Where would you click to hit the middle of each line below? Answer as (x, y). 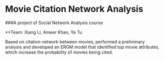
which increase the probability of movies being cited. (59, 52)
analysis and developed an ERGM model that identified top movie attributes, (82, 47)
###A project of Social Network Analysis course (54, 23)
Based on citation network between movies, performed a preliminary (75, 42)
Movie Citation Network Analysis (74, 9)
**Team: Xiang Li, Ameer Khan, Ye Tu (44, 32)
